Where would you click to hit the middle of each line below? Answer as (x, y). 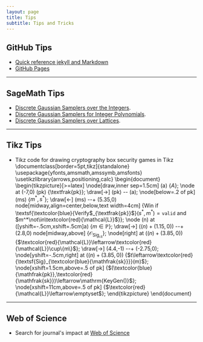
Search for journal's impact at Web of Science (72, 333)
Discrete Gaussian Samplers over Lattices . (68, 121)
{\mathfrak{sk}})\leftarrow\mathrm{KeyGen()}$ (74, 281)
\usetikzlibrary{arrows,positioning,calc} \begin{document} (88, 179)
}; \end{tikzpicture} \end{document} (147, 294)
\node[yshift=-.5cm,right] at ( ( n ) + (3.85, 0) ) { (71, 255)
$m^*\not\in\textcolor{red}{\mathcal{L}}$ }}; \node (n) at (85, 220)
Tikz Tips (24, 145)
